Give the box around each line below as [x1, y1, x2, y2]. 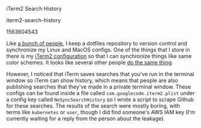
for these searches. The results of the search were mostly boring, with [6, 102, 180, 109]
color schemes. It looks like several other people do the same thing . [6, 59, 173, 66]
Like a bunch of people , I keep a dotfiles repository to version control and [6, 40, 187, 47]
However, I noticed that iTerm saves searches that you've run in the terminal [6, 71, 194, 77]
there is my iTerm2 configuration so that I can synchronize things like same [6, 53, 192, 59]
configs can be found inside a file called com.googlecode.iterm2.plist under [6, 90, 195, 96]
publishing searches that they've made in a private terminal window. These [6, 83, 191, 90]
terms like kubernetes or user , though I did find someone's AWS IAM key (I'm [6, 109, 196, 115]
